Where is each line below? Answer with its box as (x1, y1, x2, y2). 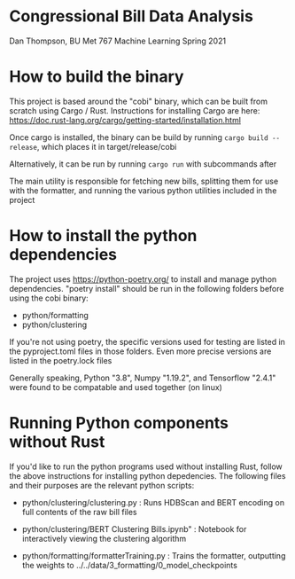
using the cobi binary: (9, 293, 89, 303)
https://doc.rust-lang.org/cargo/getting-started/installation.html (9, 114, 242, 125)
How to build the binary (9, 67, 184, 87)
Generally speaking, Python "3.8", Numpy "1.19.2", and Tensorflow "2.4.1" (9, 372, 276, 383)
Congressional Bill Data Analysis (9, 6, 254, 27)
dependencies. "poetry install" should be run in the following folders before (9, 283, 284, 293)
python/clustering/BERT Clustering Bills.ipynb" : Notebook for (21, 523, 247, 534)
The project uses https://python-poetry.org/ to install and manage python (9, 273, 277, 285)
